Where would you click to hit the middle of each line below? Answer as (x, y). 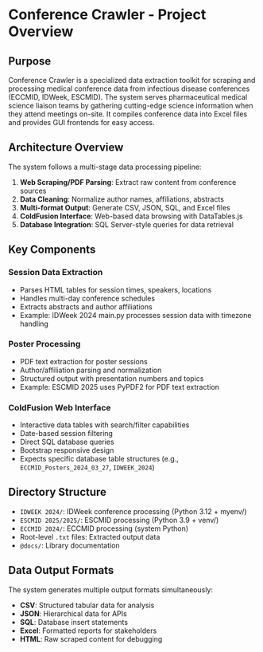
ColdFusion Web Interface (60, 407)
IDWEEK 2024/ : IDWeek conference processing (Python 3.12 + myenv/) (133, 511)
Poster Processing (44, 344)
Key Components (52, 250)
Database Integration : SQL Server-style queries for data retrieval (127, 224)
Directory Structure (58, 492)
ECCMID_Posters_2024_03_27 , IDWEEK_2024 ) (87, 467)
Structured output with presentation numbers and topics (112, 378)
